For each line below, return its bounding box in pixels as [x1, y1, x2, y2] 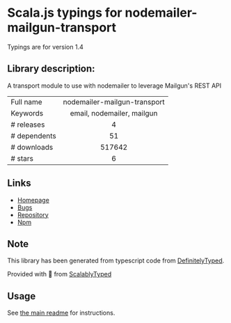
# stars [10, 153, 33, 163]
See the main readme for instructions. [7, 308, 115, 317]
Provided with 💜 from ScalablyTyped [7, 270, 112, 278]
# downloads [10, 142, 54, 152]
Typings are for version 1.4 [7, 42, 83, 51]
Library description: [7, 63, 95, 74]
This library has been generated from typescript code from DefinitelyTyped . [7, 256, 225, 265]
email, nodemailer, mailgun [70, 108, 158, 118]
